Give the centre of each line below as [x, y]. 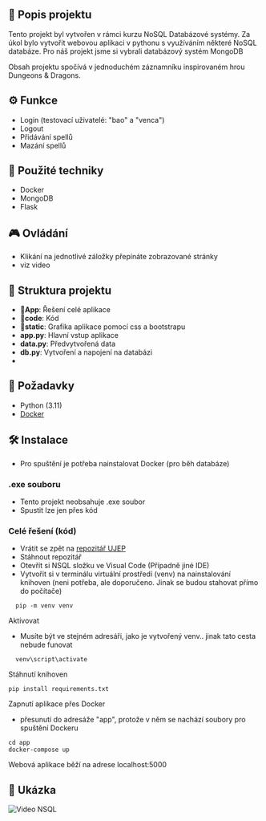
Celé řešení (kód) [42, 530]
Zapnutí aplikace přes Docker [57, 704]
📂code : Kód [39, 319]
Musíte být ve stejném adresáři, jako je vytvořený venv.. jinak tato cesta [138, 636]
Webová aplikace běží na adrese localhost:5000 [87, 765]
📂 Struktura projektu [60, 290]
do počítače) [41, 591]
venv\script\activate [52, 660]
